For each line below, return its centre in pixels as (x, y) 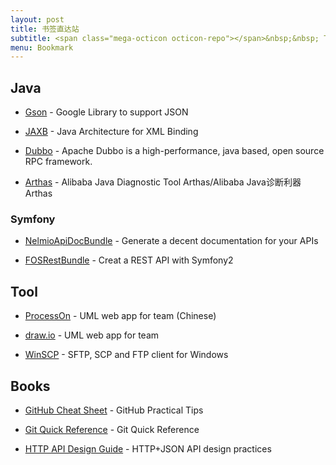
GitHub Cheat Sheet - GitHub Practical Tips (114, 410)
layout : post (37, 19)
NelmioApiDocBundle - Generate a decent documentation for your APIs (171, 241)
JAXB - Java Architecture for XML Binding (111, 132)
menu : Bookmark (42, 47)
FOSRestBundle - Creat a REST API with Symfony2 (129, 260)
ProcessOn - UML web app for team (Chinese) (120, 316)
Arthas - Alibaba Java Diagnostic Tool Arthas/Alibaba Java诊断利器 (163, 182)
